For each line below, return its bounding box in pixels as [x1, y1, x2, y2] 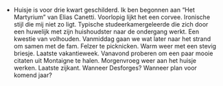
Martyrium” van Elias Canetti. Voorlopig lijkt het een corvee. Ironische [13, 13, 211, 21]
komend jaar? [13, 71, 53, 79]
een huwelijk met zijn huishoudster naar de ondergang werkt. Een [13, 27, 200, 35]
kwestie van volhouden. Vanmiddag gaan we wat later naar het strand [13, 35, 211, 43]
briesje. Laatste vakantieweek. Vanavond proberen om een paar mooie [13, 49, 213, 57]
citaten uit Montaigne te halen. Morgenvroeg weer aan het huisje [13, 57, 197, 64]
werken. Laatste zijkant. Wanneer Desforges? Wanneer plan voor [13, 64, 198, 72]
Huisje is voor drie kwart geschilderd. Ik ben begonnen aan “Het [13, 6, 196, 14]
